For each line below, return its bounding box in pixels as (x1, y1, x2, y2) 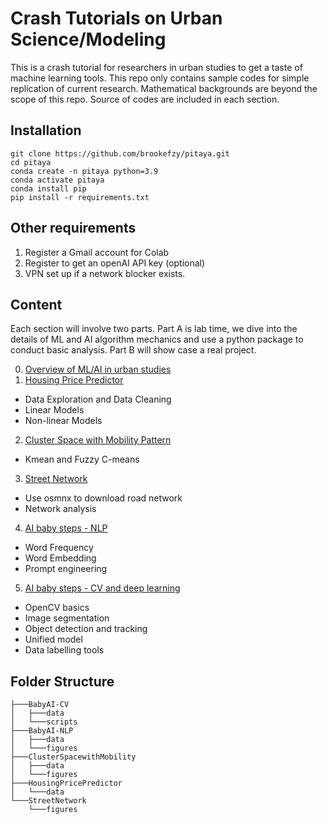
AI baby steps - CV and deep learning (24, 582, 181, 594)
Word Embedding (24, 552, 97, 564)
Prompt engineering (24, 563, 108, 575)
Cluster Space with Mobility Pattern (24, 434, 172, 446)
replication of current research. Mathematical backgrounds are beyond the (10, 82, 318, 94)
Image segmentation (24, 612, 110, 624)
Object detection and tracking (24, 623, 148, 635)
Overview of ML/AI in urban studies (24, 363, 172, 376)
